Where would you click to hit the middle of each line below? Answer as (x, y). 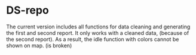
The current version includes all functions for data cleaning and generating (98, 27)
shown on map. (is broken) (39, 46)
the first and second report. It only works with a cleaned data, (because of (98, 33)
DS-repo (27, 10)
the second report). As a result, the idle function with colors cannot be (93, 39)
